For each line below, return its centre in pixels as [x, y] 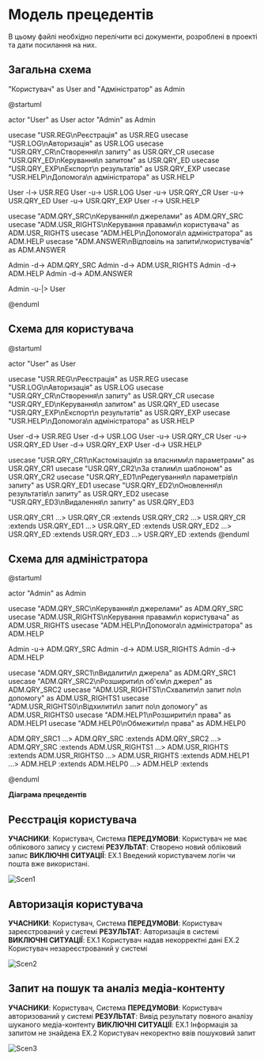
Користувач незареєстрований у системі [78, 948]
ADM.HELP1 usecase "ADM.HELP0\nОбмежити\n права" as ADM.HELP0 [127, 724]
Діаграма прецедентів [47, 795]
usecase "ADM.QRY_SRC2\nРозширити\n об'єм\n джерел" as [110, 682]
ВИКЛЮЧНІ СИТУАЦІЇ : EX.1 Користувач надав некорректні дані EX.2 [124, 940]
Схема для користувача [71, 329]
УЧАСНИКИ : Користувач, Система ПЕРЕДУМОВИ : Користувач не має [128, 839]
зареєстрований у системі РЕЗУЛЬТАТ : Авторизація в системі [114, 931]
